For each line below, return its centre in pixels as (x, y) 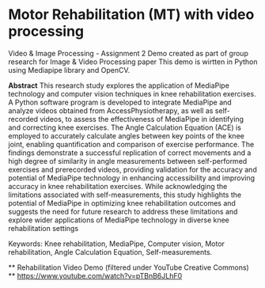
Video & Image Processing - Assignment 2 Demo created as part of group (129, 53)
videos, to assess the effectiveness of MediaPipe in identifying (141, 119)
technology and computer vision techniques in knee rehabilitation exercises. (132, 93)
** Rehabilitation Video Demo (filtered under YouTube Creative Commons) (129, 267)
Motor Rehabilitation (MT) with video (131, 15)
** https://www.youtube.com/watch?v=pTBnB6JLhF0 (95, 275)
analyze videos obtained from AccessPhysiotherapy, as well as (111, 110)
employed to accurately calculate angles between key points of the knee (127, 135)
